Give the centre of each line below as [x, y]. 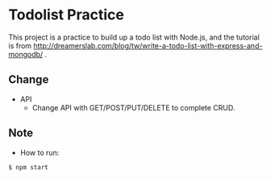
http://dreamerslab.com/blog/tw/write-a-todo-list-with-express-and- [148, 45]
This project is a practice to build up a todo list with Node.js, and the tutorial [134, 37]
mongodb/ [26, 54]
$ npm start [28, 167]
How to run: [40, 152]
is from [20, 45]
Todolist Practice [67, 15]
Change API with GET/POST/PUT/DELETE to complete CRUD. [133, 107]
